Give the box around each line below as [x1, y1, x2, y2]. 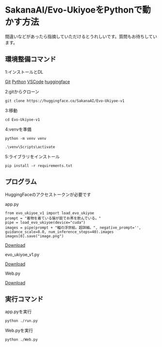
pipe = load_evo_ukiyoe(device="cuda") [5, 220, 86, 225]
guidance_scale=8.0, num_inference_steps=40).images [5, 229, 114, 234]
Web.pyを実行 [5, 328, 33, 333]
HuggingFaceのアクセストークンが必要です [5, 191, 91, 197]
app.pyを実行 [5, 309, 32, 314]
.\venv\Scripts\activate [5, 144, 55, 149]
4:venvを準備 [5, 126, 32, 132]
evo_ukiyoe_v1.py [5, 251, 40, 257]
